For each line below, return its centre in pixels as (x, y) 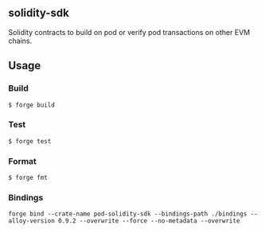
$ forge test (30, 141)
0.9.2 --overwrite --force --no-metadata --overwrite (149, 221)
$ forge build (32, 105)
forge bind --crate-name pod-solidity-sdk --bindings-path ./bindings (128, 214)
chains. (20, 41)
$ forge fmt (28, 178)
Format (23, 161)
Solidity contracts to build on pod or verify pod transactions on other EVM (129, 32)
